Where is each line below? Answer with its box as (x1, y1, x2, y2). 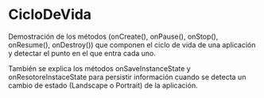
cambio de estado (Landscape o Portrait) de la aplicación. (8, 81, 198, 90)
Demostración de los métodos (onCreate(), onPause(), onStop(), (8, 32, 219, 41)
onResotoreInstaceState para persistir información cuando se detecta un (8, 72, 247, 81)
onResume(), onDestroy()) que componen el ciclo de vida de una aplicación (8, 40, 256, 49)
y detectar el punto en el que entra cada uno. (8, 48, 157, 58)
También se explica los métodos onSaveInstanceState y (8, 63, 191, 73)
